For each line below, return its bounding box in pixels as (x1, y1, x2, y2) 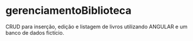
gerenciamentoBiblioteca (5, 4, 132, 17)
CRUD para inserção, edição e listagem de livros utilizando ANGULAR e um (5, 23, 188, 30)
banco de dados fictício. (5, 29, 64, 36)
